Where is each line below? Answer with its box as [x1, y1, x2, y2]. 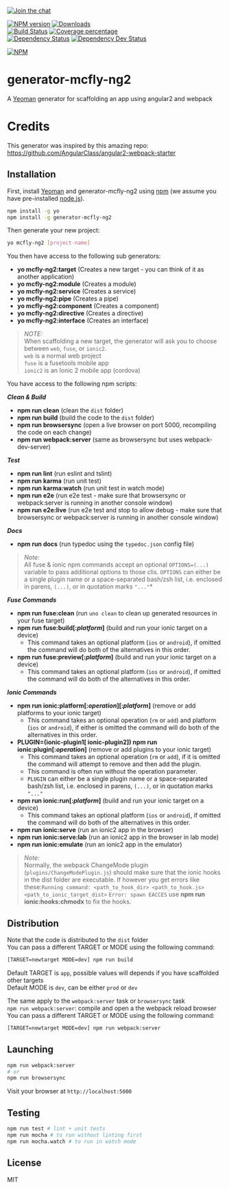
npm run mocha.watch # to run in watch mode [7, 1138, 136, 1145]
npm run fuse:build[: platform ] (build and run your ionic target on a [16, 624, 208, 632]
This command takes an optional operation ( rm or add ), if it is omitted [27, 753, 221, 761]
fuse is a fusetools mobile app [23, 359, 109, 367]
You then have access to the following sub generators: [7, 252, 161, 261]
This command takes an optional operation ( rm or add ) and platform [27, 716, 217, 725]
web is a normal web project [23, 351, 101, 360]
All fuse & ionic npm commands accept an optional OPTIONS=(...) [23, 560, 209, 569]
